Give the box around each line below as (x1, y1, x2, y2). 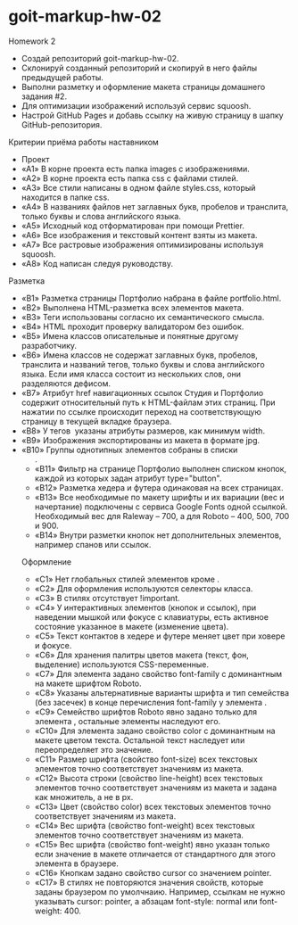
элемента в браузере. (34, 858, 120, 869)
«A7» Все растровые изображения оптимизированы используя (21, 239, 264, 250)
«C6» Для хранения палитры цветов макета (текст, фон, (34, 649, 249, 660)
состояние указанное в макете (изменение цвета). (34, 621, 229, 632)
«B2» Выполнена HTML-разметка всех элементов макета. (21, 301, 244, 313)
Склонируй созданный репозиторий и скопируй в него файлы (21, 62, 258, 73)
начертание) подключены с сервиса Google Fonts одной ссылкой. (34, 501, 288, 512)
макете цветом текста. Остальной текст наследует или (34, 734, 245, 746)
